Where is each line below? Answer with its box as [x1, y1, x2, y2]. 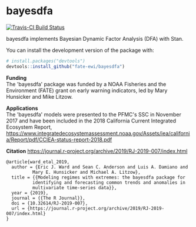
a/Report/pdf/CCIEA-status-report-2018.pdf [6, 136, 112, 143]
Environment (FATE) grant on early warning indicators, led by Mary [6, 87, 168, 94]
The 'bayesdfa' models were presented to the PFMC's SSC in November [6, 111, 181, 118]
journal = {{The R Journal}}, [11, 195, 85, 201]
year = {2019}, [11, 190, 49, 196]
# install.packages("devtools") [6, 58, 85, 64]
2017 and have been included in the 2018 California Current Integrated [6, 117, 177, 124]
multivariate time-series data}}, [32, 184, 117, 190]
